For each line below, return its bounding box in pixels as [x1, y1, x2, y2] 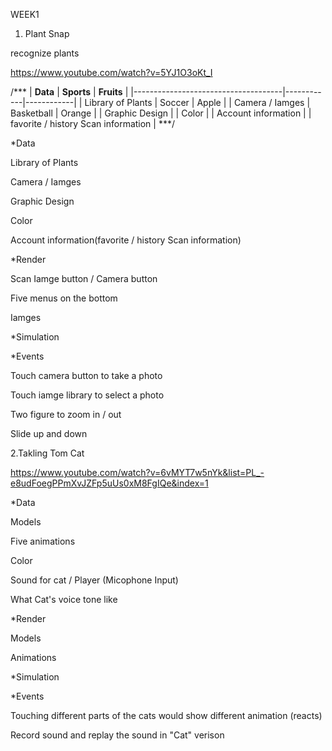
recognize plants [10, 47, 80, 59]
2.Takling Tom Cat [10, 447, 85, 459]
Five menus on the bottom [10, 292, 118, 304]
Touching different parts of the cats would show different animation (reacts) [10, 710, 323, 721]
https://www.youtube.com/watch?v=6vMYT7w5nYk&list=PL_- [10, 467, 265, 478]
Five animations [10, 535, 76, 547]
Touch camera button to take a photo [10, 370, 163, 381]
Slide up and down [10, 428, 88, 439]
